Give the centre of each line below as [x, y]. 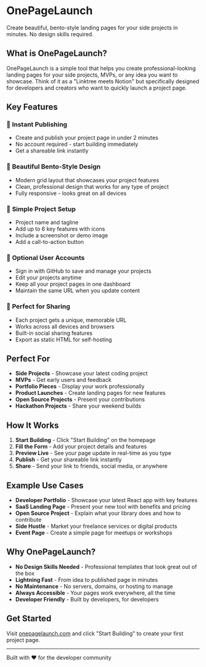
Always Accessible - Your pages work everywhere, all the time [95, 593]
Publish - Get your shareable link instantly [68, 460]
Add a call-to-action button [49, 242]
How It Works [33, 425]
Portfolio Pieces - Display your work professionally [80, 386]
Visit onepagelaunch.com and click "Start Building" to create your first [95, 633]
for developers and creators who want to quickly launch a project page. [97, 88]
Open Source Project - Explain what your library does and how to [98, 513]
